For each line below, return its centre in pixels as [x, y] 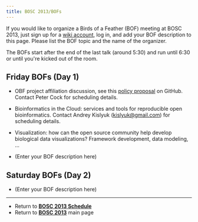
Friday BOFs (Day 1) [43, 77]
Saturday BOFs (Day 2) [49, 175]
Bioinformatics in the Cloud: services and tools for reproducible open [98, 109]
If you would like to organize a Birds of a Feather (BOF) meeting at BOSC [94, 28]
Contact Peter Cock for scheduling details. [66, 97]
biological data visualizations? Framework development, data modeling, [101, 139]
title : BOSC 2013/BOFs [34, 11]
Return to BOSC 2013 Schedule [53, 206]
